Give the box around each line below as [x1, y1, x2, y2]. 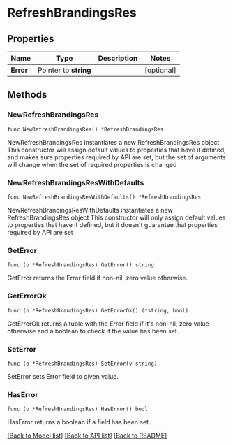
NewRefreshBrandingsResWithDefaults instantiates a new [7, 206, 173, 214]
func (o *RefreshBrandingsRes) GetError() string [7, 261, 155, 268]
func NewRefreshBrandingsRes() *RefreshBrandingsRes [7, 126, 164, 133]
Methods [7, 89, 47, 101]
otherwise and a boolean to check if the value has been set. [7, 326, 179, 335]
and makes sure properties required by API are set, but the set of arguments [7, 152, 226, 161]
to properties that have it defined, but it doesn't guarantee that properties [7, 220, 218, 229]
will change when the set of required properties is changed [7, 160, 177, 168]
